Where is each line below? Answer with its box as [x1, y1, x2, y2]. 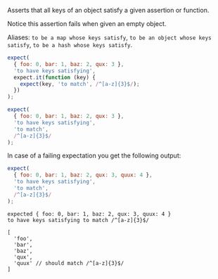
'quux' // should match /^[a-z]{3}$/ [13, 259, 124, 266]
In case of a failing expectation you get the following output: [7, 151, 181, 160]
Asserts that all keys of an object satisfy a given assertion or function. [7, 6, 210, 14]
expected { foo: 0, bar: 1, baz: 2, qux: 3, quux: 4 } [7, 210, 172, 217]
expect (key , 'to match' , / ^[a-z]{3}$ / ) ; [20, 80, 140, 87]
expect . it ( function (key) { [13, 74, 96, 81]
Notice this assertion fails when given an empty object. [7, 20, 167, 27]
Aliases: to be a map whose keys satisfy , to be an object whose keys [7, 33, 212, 41]
